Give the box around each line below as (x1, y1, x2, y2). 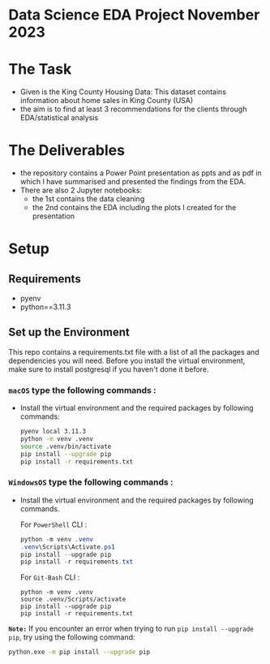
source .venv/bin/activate (19, 442, 112, 451)
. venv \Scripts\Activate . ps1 (19, 542, 115, 551)
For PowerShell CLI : (19, 520, 88, 529)
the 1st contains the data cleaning (32, 194, 145, 204)
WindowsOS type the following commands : (8, 476, 174, 488)
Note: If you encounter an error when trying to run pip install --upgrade (8, 623, 254, 634)
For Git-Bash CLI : (19, 572, 80, 582)
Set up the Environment (8, 326, 130, 339)
